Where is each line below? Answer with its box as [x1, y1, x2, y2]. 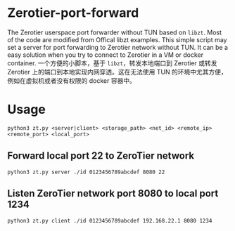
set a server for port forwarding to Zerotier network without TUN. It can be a [7, 43, 229, 51]
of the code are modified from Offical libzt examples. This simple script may [7, 35, 227, 44]
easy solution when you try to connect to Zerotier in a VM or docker [7, 51, 204, 59]
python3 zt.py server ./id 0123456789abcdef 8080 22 [7, 169, 165, 176]
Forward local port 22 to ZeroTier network [7, 150, 195, 162]
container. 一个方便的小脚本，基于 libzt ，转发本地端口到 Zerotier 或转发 [7, 58, 217, 67]
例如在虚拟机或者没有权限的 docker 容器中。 [7, 76, 136, 85]
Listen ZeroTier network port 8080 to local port [7, 187, 219, 199]
